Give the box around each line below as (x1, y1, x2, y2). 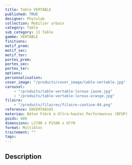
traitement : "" (5, 130, 36, 135)
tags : (5, 134, 16, 139)
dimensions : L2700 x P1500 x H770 (5, 121, 76, 125)
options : (5, 71, 23, 76)
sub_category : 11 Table (5, 30, 54, 35)
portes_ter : (5, 66, 29, 71)
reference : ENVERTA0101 (5, 107, 54, 112)
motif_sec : (5, 48, 27, 53)
